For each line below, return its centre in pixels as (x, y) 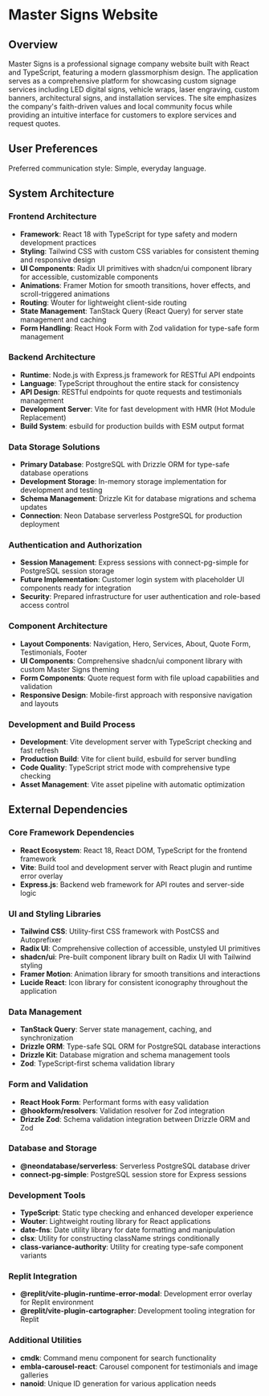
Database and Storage (53, 1148)
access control (45, 606)
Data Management (45, 1012)
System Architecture (61, 193)
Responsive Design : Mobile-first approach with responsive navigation (136, 695)
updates (34, 507)
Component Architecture (58, 626)
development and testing (61, 490)
